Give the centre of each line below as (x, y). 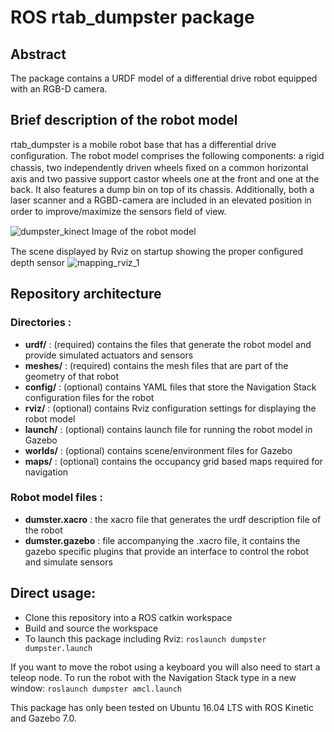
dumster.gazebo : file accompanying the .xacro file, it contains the (162, 540)
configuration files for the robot (89, 397)
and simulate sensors (68, 562)
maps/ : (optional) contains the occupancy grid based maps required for (173, 461)
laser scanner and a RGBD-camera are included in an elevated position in (161, 200)
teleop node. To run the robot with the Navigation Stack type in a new (153, 677)
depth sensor (37, 262)
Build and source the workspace (91, 628)
